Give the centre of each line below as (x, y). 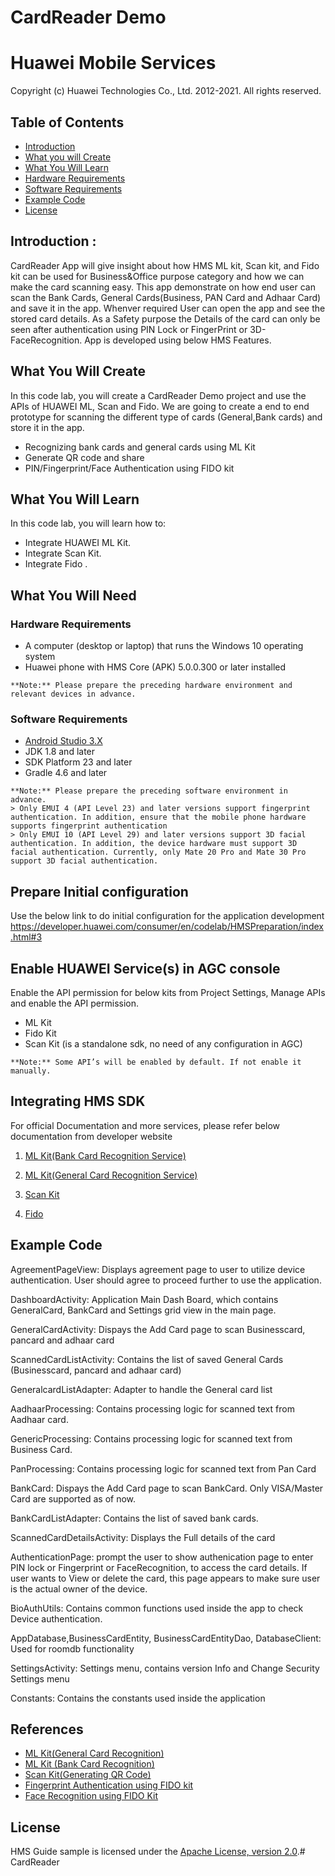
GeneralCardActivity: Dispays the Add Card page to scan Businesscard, (158, 1329)
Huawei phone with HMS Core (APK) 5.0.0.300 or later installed (155, 667)
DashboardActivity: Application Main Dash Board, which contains (144, 1299)
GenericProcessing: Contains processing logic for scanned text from (151, 1438)
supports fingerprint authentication (89, 826)
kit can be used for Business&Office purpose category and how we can (157, 276)
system (40, 657)
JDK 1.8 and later (60, 752)
